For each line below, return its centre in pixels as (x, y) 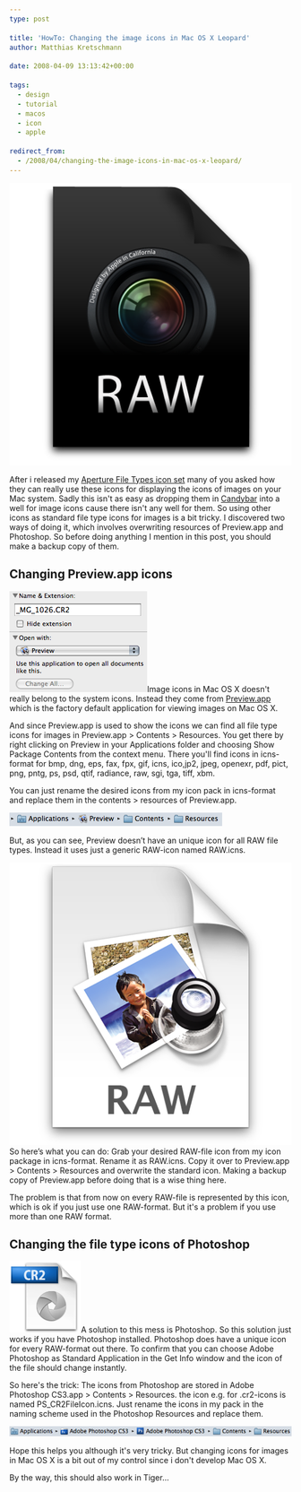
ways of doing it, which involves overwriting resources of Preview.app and (146, 527)
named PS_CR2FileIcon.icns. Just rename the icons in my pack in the (137, 1404)
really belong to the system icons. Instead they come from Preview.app (140, 698)
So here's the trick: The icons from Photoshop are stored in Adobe (132, 1385)
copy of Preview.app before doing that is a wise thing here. (118, 1180)
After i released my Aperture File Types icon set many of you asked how (142, 479)
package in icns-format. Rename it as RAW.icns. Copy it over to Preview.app (150, 1160)
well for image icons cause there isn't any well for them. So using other (140, 507)
